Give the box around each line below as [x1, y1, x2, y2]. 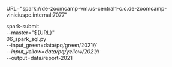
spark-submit [6, 23, 40, 30]
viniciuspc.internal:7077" [6, 11, 68, 18]
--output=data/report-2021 [6, 55, 73, 61]
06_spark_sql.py [6, 36, 47, 42]
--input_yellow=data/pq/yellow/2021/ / [6, 48, 100, 55]
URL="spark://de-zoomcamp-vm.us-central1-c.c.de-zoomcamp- [6, 5, 167, 12]
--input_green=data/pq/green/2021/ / [6, 42, 97, 49]
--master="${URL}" [6, 29, 55, 36]
